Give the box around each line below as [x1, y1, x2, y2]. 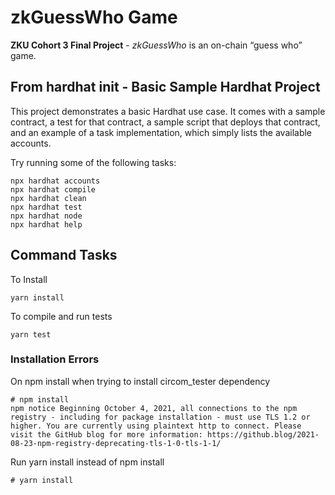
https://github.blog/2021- [206, 429, 320, 440]
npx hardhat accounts [10, 176, 101, 186]
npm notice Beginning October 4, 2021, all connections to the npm [10, 403, 298, 413]
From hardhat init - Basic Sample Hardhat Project [10, 79, 321, 96]
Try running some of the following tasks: [10, 156, 177, 168]
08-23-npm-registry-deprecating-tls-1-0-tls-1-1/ [10, 438, 222, 448]
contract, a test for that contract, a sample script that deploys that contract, [10, 116, 321, 128]
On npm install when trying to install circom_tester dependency [10, 375, 271, 387]
